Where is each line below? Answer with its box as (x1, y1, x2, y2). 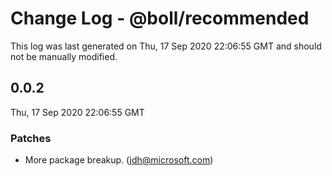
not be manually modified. (10, 50, 118, 62)
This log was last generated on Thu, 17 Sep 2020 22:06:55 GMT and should (10, 40, 322, 52)
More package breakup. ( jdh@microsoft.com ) (24, 154, 214, 166)
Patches (10, 131, 52, 145)
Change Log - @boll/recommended (10, 7, 310, 30)
